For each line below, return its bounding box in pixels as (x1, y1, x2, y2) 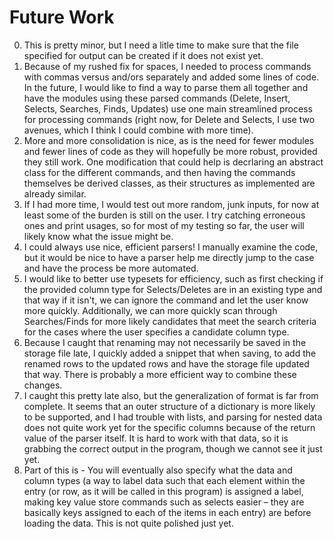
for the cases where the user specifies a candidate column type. (23, 326, 290, 338)
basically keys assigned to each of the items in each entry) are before (23, 506, 312, 518)
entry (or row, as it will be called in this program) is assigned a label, (23, 485, 304, 497)
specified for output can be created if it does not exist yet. (23, 49, 264, 61)
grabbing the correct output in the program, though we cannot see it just (23, 442, 323, 455)
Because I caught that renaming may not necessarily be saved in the (23, 336, 307, 348)
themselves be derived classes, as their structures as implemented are (23, 177, 316, 189)
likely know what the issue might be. (23, 230, 174, 242)
